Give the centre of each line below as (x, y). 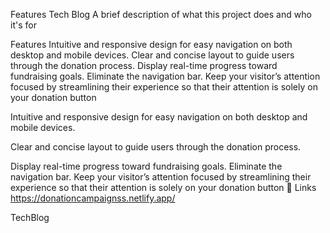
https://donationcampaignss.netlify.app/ (93, 198)
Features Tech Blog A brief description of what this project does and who (161, 14)
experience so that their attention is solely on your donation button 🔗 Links (163, 187)
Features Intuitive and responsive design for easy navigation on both (151, 44)
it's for (23, 25)
